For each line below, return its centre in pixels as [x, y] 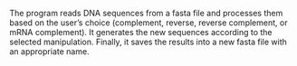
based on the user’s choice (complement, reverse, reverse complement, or [148, 23]
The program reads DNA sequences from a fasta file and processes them [146, 13]
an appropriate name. [49, 52]
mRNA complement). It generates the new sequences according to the [141, 32]
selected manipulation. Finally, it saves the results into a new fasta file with [148, 42]
